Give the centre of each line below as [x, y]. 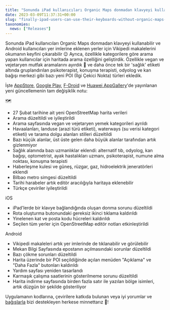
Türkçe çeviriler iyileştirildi [40, 188]
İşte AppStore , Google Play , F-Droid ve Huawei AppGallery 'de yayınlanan [81, 85]
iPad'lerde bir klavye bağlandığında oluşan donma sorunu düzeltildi [82, 208]
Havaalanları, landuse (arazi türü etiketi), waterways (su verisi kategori [86, 129]
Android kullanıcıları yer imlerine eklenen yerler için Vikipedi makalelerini [80, 49]
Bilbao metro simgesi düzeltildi [45, 178]
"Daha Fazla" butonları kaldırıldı [45, 265]
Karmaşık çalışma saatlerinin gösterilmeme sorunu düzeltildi [75, 276]
